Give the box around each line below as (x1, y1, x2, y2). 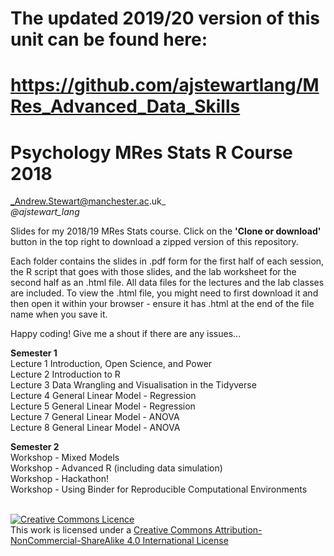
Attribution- (214, 524, 263, 536)
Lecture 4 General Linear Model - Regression (10, 390, 197, 402)
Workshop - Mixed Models (10, 452, 120, 464)
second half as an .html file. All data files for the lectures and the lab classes (10, 277, 325, 289)
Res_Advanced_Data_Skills (10, 95, 241, 118)
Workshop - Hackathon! (10, 473, 109, 485)
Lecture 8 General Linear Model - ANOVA (10, 422, 181, 434)
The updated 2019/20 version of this (10, 7, 320, 30)
